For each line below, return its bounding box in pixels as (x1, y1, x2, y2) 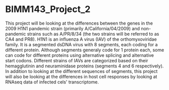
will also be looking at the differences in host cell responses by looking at (5, 73, 157, 79)
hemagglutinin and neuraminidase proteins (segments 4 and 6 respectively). (5, 63, 164, 69)
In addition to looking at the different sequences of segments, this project (5, 68, 158, 74)
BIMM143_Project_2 (5, 4, 91, 15)
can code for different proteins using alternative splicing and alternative (5, 52, 154, 58)
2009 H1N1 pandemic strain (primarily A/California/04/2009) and (5, 25, 140, 31)
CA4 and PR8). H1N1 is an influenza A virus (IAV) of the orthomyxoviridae (5, 36, 157, 42)
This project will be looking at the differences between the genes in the (5, 20, 153, 26)
